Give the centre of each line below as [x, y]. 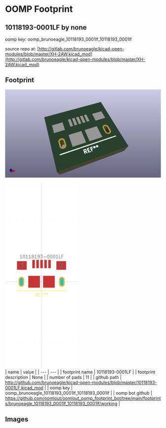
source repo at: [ [22, 49]
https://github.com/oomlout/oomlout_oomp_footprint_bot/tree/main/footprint [83, 398]
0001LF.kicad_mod [24, 388]
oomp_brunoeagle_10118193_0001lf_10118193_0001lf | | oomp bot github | [79, 393]
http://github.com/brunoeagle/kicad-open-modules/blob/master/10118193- [81, 382]
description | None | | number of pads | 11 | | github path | [63, 378]
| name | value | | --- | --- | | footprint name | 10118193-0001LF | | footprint [80, 372]
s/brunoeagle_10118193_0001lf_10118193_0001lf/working [61, 404]
